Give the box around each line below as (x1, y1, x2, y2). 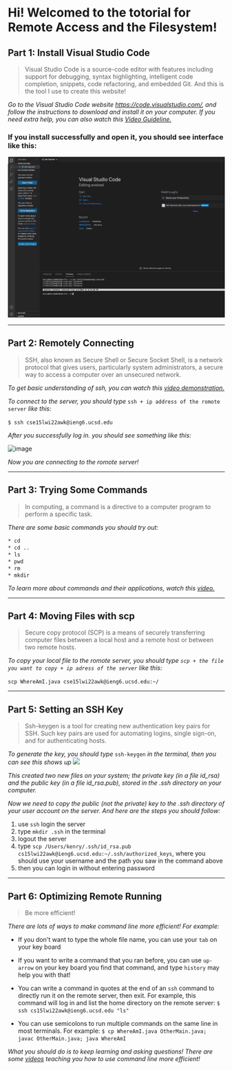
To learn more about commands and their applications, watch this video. (8, 584, 215, 592)
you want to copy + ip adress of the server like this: (8, 663, 162, 672)
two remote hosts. (24, 643, 76, 652)
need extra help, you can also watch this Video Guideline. (8, 115, 171, 123)
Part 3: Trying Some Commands (8, 484, 148, 496)
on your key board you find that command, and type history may (34, 963, 220, 971)
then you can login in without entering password (17, 864, 156, 872)
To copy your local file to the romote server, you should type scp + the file (8, 657, 224, 665)
